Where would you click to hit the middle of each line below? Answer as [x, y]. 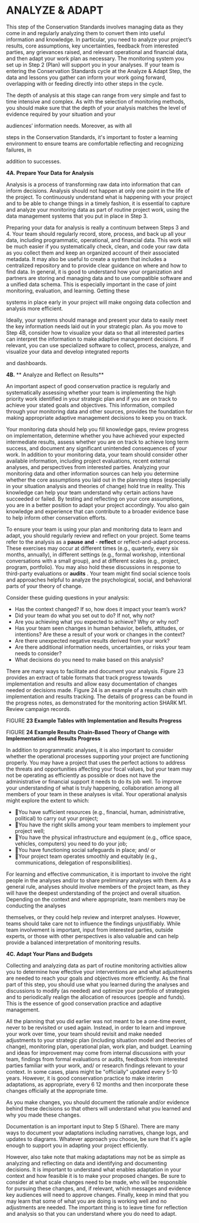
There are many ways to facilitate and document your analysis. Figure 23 [95, 671]
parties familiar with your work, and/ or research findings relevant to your [95, 1065]
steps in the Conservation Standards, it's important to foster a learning [92, 137]
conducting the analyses [36, 906]
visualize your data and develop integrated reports [68, 351]
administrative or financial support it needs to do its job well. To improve [94, 781]
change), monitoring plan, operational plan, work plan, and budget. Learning [99, 1046]
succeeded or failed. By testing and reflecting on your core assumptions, [95, 499]
